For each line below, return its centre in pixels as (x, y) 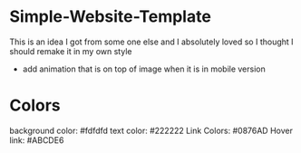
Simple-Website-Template (110, 17)
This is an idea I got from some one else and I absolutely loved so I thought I (151, 42)
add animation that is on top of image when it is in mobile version (144, 69)
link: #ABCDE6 (37, 140)
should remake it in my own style (71, 51)
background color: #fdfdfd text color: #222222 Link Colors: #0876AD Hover (151, 130)
